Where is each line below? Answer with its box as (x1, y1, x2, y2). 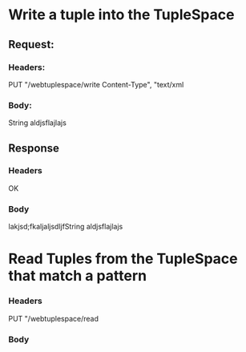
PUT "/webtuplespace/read (8, 314, 99, 323)
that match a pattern (8, 267, 147, 285)
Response (8, 141, 60, 155)
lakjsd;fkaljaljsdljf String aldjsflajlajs (8, 222, 123, 232)
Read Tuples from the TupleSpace (8, 250, 238, 268)
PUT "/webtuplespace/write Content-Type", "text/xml (8, 79, 184, 89)
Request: (8, 38, 54, 51)
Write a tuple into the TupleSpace (8, 6, 235, 24)
